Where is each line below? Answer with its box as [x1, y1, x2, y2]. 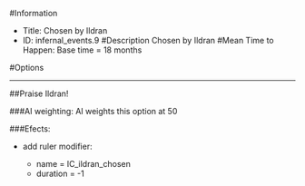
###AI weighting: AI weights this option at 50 [9, 106, 178, 116]
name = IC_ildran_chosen [35, 159, 132, 169]
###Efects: [9, 123, 51, 134]
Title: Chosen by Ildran [22, 25, 108, 35]
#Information [9, 8, 58, 18]
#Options [9, 63, 44, 73]
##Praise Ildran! [9, 88, 69, 99]
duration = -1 [35, 168, 84, 179]
